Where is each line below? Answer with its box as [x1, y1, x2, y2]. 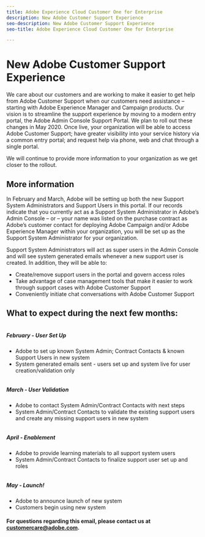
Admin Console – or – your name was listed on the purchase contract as [6, 215, 188, 222]
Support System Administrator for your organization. [6, 234, 139, 242]
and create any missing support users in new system [15, 414, 149, 422]
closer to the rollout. [6, 161, 57, 169]
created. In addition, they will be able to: [6, 259, 107, 266]
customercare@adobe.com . [6, 524, 80, 531]
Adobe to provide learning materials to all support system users [15, 449, 176, 456]
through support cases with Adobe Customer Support [15, 284, 151, 291]
